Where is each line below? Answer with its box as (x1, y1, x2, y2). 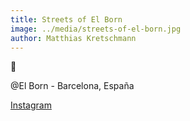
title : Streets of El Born (10, 14, 123, 25)
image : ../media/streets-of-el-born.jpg (10, 24, 182, 34)
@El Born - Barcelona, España (10, 80, 135, 92)
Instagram (10, 99, 52, 111)
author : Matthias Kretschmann (10, 33, 137, 43)
